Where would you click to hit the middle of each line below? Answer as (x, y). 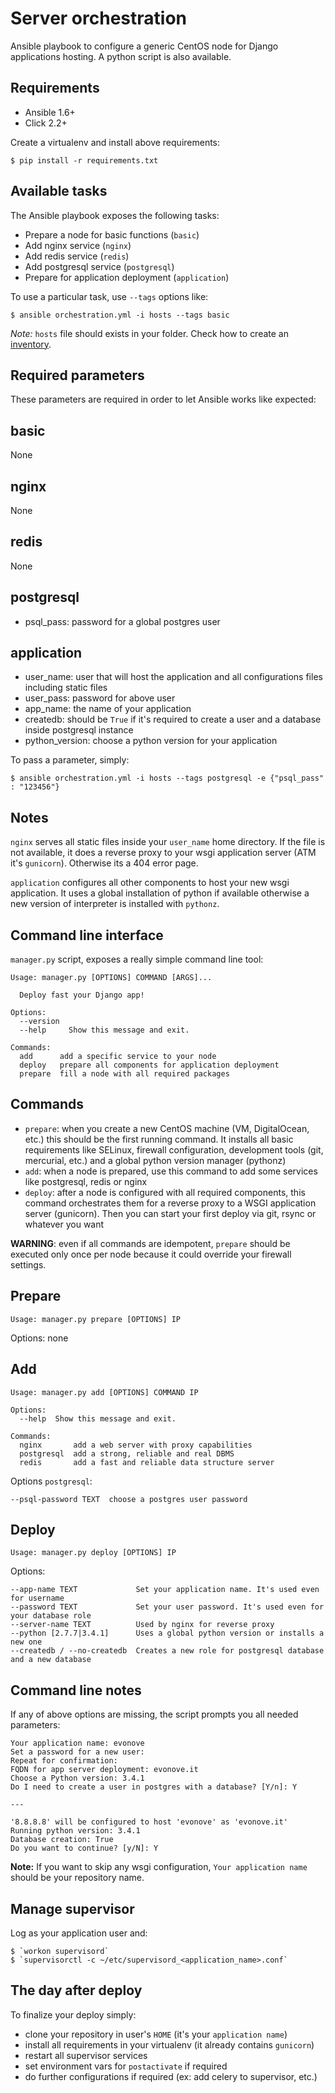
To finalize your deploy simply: (73, 2014)
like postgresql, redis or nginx (86, 1181)
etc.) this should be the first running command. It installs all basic (159, 1139)
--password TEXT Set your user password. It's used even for (167, 1607)
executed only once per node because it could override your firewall (151, 1254)
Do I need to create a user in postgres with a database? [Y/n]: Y (154, 1787)
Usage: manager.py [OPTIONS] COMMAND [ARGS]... (111, 978)
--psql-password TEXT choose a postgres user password (129, 1499)
